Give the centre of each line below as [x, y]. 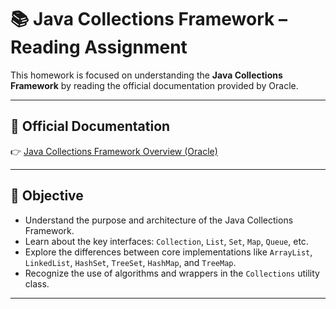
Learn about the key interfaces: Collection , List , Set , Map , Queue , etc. [166, 241]
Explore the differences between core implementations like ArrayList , [168, 252]
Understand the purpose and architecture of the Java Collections [159, 220]
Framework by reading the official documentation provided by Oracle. [154, 85]
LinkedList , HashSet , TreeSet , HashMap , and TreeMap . [130, 262]
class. [37, 283]
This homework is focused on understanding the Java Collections [146, 75]
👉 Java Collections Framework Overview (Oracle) [114, 151]
